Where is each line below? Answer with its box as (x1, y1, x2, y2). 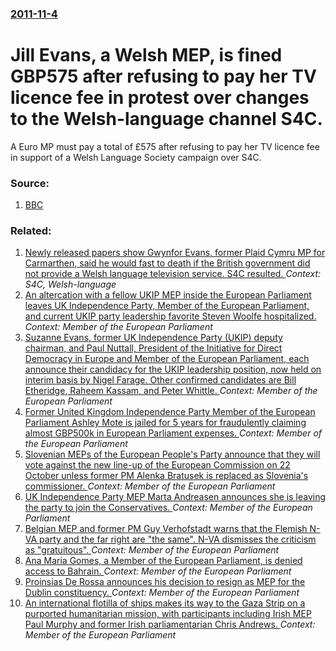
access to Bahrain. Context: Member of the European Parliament (24, 565, 292, 577)
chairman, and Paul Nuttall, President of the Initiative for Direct (24, 342, 283, 354)
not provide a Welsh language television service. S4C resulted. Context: (24, 268, 322, 280)
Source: (10, 176, 50, 190)
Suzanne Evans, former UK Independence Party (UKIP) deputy (24, 332, 283, 344)
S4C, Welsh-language (24, 278, 117, 291)
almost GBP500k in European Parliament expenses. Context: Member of (24, 427, 323, 439)
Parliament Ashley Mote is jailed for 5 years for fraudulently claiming (24, 417, 307, 429)
